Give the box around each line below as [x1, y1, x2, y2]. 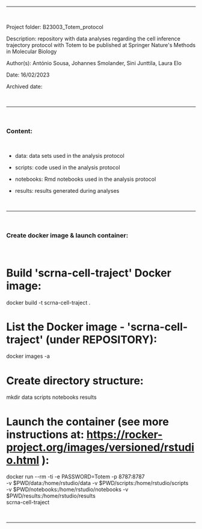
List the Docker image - [6, 320, 125, 334]
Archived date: [6, 83, 43, 90]
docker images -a [6, 352, 50, 360]
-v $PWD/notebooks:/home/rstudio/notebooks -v [6, 486, 129, 493]
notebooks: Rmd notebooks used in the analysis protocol [14, 175, 156, 183]
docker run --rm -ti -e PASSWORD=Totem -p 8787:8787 [6, 473, 145, 480]
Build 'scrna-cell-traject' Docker [6, 266, 171, 280]
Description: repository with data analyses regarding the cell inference [6, 35, 180, 42]
